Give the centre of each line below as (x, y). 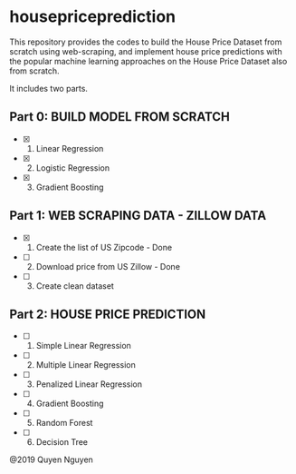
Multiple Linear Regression (86, 365)
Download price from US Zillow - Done (108, 266)
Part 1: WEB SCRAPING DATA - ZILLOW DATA (138, 216)
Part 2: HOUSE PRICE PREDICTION (108, 314)
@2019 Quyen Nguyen (51, 459)
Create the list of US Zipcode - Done (104, 247)
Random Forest (64, 423)
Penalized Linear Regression (89, 384)
